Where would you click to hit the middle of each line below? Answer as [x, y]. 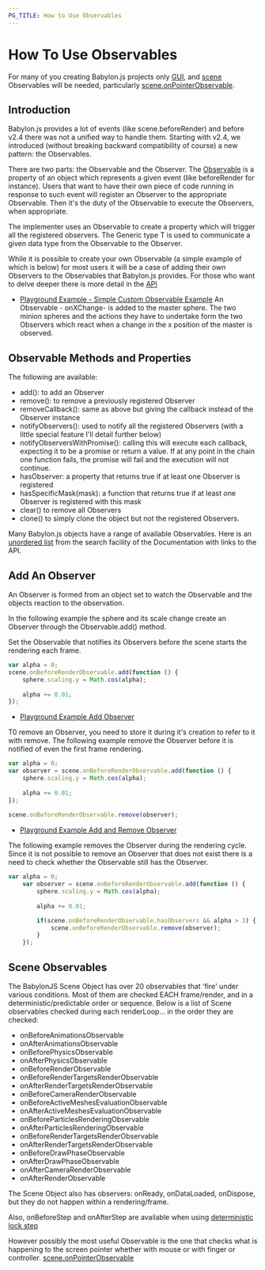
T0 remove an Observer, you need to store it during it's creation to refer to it [132, 732]
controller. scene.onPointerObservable [71, 1257]
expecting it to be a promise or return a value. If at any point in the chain [137, 451]
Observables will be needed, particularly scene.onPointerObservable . [121, 85]
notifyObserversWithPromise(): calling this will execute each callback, [133, 443]
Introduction [40, 110]
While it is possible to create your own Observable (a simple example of [125, 259]
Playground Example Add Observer [77, 717]
